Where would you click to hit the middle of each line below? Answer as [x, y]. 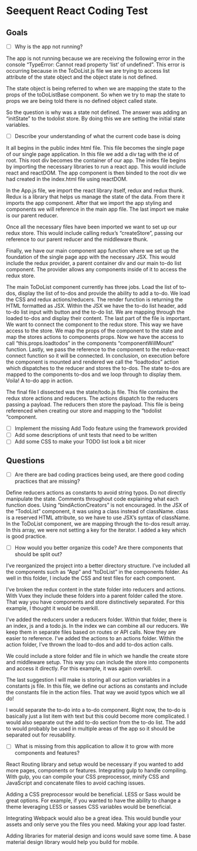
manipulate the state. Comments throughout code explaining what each [92, 499]
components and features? [47, 753]
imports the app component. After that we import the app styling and [89, 203]
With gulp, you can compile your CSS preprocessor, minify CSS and [88, 777]
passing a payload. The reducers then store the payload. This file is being [95, 405]
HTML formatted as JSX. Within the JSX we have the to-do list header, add [96, 306]
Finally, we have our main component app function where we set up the [92, 251]
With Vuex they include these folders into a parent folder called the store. [94, 596]
